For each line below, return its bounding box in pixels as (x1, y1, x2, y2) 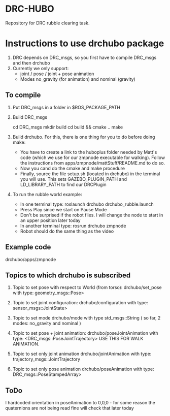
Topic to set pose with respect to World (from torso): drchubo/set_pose (12, 284, 162, 291)
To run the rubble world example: (12, 191, 82, 197)
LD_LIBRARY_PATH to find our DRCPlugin (20, 181, 107, 187)
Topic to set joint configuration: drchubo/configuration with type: (12, 300, 148, 306)
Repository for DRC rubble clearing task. (5, 20, 90, 26)
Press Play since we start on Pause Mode (20, 206, 107, 212)
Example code (5, 243, 51, 251)
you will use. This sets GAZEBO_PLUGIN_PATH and (20, 176, 127, 182)
